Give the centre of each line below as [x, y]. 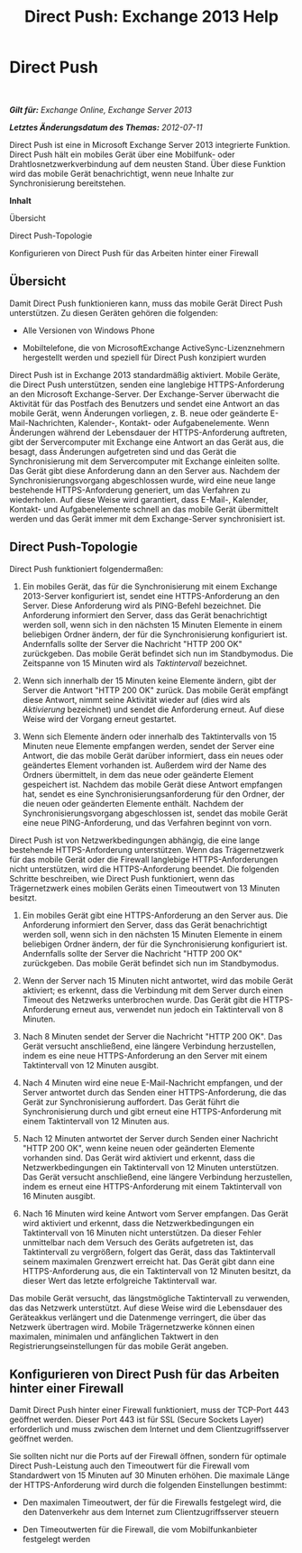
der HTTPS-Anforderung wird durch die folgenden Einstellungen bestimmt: [148, 1485]
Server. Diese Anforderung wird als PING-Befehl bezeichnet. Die [142, 605]
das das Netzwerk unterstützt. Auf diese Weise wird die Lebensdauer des [146, 1308]
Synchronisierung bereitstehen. [68, 183]
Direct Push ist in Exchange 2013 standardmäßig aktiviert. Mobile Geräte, [145, 374]
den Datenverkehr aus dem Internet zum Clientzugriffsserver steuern [151, 1512]
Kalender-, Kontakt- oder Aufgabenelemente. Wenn [174, 422]
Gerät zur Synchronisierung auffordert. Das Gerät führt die [131, 1102]
